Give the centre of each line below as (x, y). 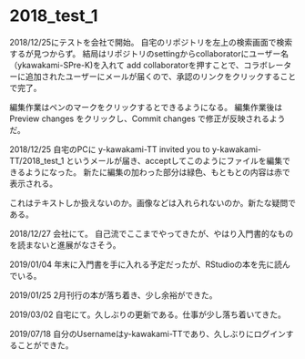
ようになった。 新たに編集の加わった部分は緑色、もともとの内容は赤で (158, 172)
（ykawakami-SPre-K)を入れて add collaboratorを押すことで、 (127, 65)
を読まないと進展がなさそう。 (65, 245)
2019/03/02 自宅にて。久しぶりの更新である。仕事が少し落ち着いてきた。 (148, 314)
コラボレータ (268, 65)
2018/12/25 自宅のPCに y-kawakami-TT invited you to (110, 149)
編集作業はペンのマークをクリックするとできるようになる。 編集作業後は (146, 107)
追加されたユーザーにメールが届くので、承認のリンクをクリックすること (161, 76)
